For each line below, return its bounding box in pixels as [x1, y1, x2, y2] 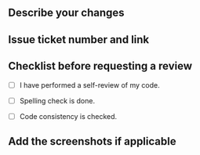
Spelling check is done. [19, 96, 96, 105]
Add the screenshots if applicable [8, 135, 176, 148]
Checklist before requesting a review [8, 59, 193, 73]
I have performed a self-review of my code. [19, 80, 160, 89]
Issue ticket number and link [8, 33, 150, 46]
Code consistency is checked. [19, 111, 118, 121]
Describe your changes [8, 6, 125, 20]
